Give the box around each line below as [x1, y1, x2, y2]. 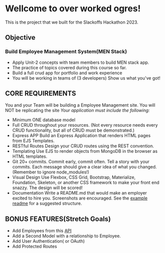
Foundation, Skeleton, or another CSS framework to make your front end [12, 180, 160, 186]
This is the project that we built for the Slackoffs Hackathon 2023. [5, 19, 139, 25]
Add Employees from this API [12, 228, 72, 234]
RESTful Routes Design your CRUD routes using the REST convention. [12, 143, 154, 149]
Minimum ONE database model [12, 117, 75, 123]
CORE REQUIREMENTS [5, 89, 76, 98]
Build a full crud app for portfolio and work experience [12, 70, 122, 76]
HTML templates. [12, 153, 48, 160]
